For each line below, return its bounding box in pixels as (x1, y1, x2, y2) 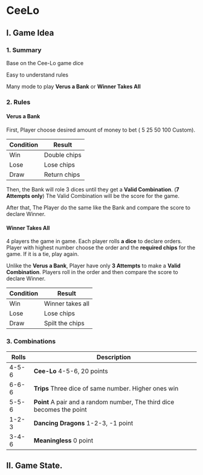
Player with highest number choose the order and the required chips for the (6, 244, 196, 251)
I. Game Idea (6, 28, 54, 38)
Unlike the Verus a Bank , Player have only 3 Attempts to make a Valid (6, 262, 181, 269)
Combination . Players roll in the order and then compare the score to (6, 269, 178, 276)
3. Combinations (6, 337, 56, 346)
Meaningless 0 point (33, 436, 94, 444)
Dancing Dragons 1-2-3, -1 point (33, 419, 134, 427)
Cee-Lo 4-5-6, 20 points (33, 366, 108, 375)
